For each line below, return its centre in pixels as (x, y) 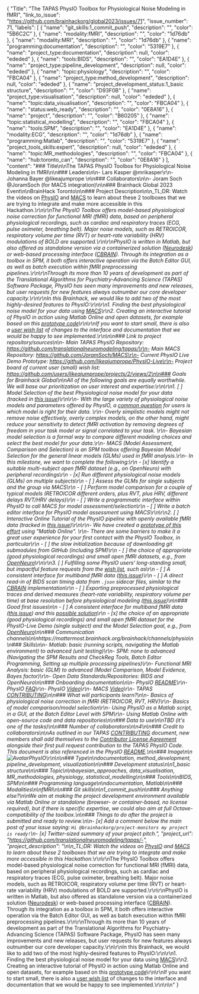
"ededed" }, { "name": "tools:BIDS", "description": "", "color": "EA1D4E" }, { (98, 59)
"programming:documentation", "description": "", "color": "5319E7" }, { (93, 46)
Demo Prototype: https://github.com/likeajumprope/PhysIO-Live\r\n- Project (99, 361)
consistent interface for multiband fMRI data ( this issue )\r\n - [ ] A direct (95, 575)
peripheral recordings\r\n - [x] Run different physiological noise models (94, 474)
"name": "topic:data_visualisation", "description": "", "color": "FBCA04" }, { (98, 103)
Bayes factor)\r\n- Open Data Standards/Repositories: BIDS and (85, 676)
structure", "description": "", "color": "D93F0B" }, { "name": (79, 90)
